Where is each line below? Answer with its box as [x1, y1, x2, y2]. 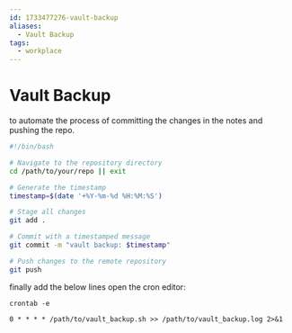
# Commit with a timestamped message [9, 232, 151, 241]
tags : [9, 38, 30, 48]
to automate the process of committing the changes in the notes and [9, 115, 263, 126]
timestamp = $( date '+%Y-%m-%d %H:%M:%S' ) [9, 191, 164, 201]
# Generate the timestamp [9, 183, 106, 192]
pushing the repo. [9, 125, 75, 136]
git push [9, 265, 42, 274]
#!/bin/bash [9, 142, 54, 151]
